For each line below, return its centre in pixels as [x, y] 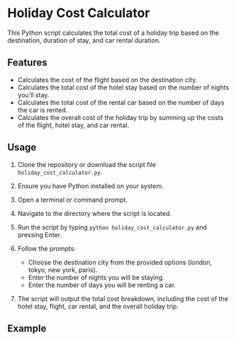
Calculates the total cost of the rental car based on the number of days [121, 102]
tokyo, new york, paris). [63, 270]
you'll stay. [33, 94]
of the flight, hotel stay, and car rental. [73, 125]
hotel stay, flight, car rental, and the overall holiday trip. [98, 306]
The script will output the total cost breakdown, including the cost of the [123, 298]
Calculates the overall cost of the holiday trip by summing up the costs [120, 117]
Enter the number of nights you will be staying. [96, 277]
